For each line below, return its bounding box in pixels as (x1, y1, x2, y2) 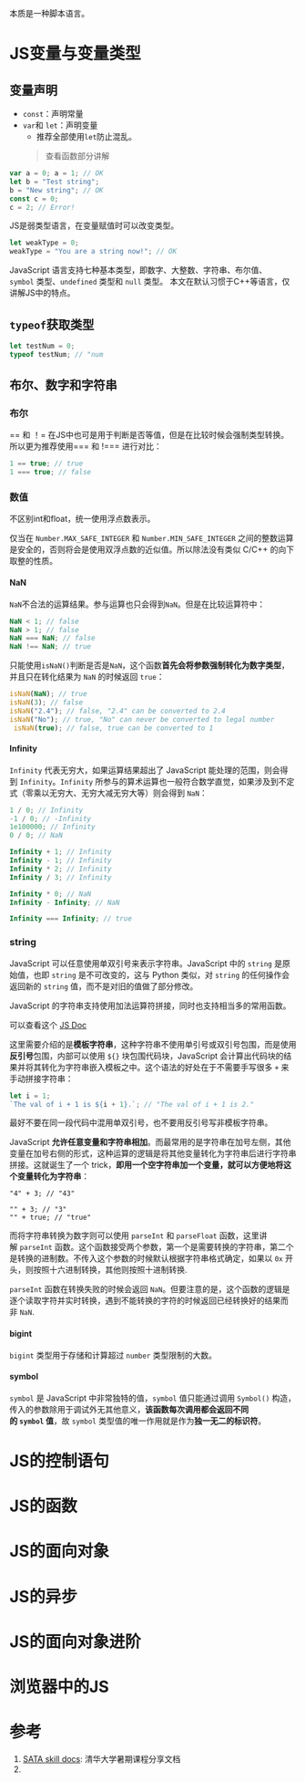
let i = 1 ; (9, 1091, 51, 1100)
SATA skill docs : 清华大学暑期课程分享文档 (22, 1753, 181, 1764)
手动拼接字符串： (9, 1073, 74, 1084)
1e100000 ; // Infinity (9, 822, 96, 832)
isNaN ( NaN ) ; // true (9, 690, 88, 699)
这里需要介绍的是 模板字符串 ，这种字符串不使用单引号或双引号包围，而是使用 (9, 1038, 297, 1049)
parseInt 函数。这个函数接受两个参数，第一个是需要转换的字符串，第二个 (19, 1242, 294, 1253)
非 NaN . (9, 1307, 35, 1318)
